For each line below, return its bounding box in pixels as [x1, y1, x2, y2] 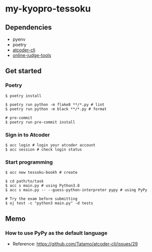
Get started [5, 67, 42, 75]
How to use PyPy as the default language [5, 229, 108, 236]
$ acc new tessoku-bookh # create [5, 170, 78, 175]
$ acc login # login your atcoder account [5, 143, 96, 148]
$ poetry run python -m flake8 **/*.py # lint [5, 102, 105, 107]
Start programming [5, 159, 53, 166]
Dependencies [5, 23, 52, 32]
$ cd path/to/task [5, 179, 44, 184]
